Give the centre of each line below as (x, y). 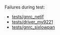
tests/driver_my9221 (32, 22)
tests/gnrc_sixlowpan (33, 27)
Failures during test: (25, 7)
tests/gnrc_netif (28, 17)
